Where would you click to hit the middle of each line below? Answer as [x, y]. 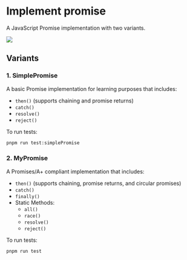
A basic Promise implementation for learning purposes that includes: [92, 88]
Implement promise [56, 11]
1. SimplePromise [32, 76]
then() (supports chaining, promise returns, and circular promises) [98, 183]
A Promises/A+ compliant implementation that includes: [75, 172]
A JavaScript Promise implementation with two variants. [76, 28]
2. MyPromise [27, 158]
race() [32, 216]
